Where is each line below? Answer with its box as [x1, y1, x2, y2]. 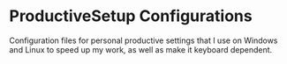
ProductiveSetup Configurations [9, 6, 253, 26]
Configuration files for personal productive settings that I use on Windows [9, 35, 278, 46]
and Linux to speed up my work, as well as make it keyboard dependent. [9, 44, 273, 54]
